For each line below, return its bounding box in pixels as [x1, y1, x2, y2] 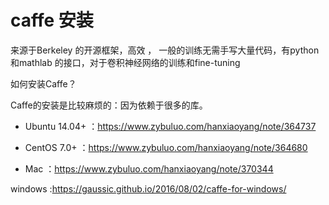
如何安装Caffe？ [10, 77, 77, 90]
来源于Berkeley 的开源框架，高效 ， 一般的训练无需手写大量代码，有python [10, 44, 320, 56]
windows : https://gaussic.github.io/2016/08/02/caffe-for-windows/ [10, 182, 287, 195]
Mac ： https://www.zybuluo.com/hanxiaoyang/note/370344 [24, 162, 274, 175]
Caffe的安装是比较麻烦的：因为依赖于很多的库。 [10, 99, 208, 111]
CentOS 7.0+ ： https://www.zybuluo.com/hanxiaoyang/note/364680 [24, 141, 308, 153]
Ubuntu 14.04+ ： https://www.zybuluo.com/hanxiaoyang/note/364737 [24, 120, 317, 132]
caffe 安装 [10, 9, 94, 32]
